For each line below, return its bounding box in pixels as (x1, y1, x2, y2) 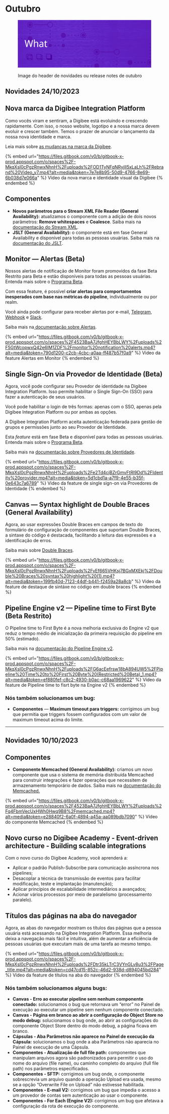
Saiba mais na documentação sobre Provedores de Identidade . (5, 449, 136, 455)
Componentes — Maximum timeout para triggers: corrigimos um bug (12, 706, 159, 712)
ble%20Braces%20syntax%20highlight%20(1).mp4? (5, 573, 115, 579)
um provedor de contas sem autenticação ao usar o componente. (12, 1092, 148, 1098)
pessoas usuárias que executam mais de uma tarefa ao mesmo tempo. (5, 941, 152, 947)
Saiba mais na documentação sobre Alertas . (5, 324, 97, 330)
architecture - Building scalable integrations (5, 841, 146, 850)
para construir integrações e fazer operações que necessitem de (12, 777, 147, 783)
